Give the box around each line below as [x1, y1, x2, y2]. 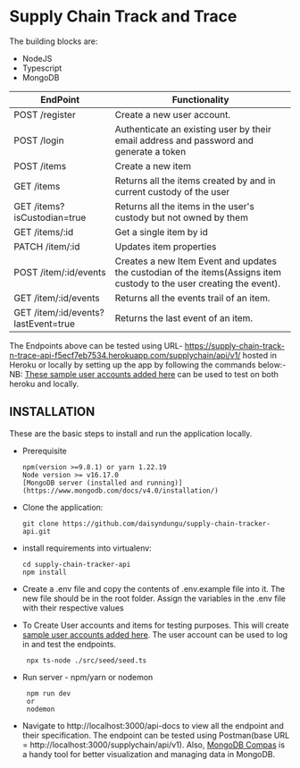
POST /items [13, 159, 67, 172]
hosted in [242, 350, 277, 360]
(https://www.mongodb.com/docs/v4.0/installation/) [21, 485, 219, 495]
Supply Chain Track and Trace [9, 6, 237, 27]
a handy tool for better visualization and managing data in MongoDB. [21, 748, 275, 759]
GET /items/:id [13, 225, 74, 238]
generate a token [114, 145, 187, 157]
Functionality [171, 93, 229, 105]
